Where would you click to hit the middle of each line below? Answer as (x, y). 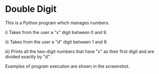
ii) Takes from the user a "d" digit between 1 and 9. (56, 42)
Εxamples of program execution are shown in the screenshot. (67, 66)
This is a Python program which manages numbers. (57, 23)
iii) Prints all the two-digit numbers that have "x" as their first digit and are (80, 51)
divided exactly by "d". (28, 56)
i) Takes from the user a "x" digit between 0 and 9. (56, 32)
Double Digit (31, 9)
